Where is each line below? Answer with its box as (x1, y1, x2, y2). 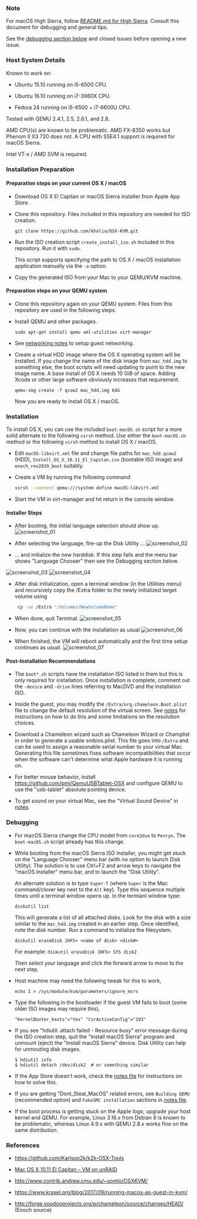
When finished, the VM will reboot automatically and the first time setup (14, 637, 188, 645)
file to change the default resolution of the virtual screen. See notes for (14, 707, 186, 714)
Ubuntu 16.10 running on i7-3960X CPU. (14, 92, 111, 99)
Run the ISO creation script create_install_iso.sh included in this (14, 238, 175, 245)
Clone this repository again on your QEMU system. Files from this (14, 300, 173, 307)
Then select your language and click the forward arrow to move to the (14, 959, 184, 966)
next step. (14, 965, 39, 972)
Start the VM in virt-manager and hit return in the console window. (14, 496, 175, 503)
